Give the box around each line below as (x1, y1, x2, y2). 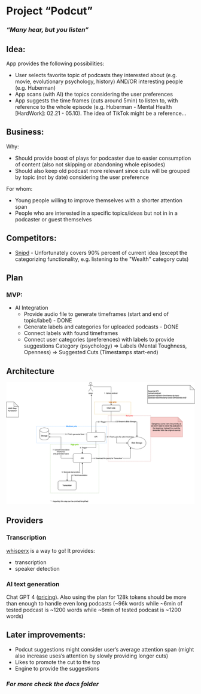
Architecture (6, 366, 55, 376)
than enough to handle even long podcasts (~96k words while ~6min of (6, 599, 183, 607)
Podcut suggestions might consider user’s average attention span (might (14, 646, 194, 653)
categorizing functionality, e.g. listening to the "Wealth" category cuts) (14, 255, 189, 263)
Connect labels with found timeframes (23, 330, 118, 337)
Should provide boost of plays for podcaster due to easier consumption (14, 154, 191, 162)
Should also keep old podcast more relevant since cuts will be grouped (14, 167, 190, 174)
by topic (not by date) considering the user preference (14, 173, 150, 181)
